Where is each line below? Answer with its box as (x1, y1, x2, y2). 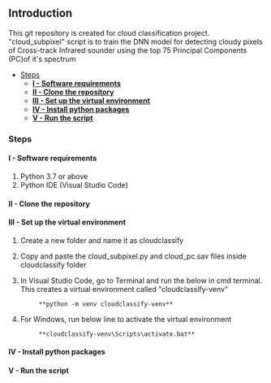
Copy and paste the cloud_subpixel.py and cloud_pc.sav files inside (19, 251, 247, 261)
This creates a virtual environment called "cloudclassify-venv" (19, 284, 229, 294)
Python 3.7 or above (19, 171, 88, 181)
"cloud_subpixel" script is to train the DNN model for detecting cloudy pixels (8, 37, 263, 46)
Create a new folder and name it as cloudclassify (19, 235, 184, 245)
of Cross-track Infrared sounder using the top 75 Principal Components (8, 45, 247, 55)
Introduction (8, 7, 73, 20)
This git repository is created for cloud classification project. (8, 28, 210, 37)
